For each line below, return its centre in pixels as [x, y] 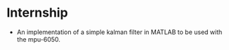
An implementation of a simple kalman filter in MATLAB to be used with [119, 32]
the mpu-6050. [39, 39]
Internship [37, 13]
